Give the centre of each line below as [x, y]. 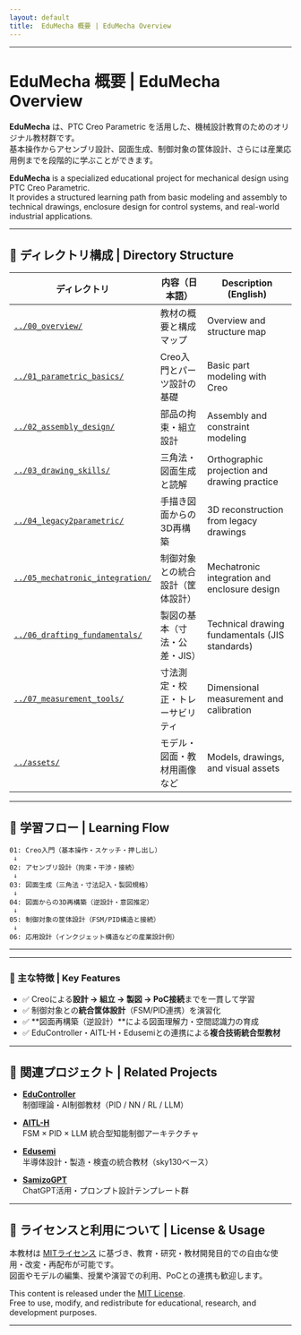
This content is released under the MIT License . [97, 1293]
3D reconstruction [245, 509]
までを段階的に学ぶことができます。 [91, 160]
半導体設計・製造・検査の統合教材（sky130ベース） [117, 1162]
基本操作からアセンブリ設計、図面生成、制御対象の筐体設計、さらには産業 [146, 150]
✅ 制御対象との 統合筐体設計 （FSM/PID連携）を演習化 [121, 1010]
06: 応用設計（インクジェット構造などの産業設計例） [94, 937]
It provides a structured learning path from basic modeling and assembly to [148, 197]
